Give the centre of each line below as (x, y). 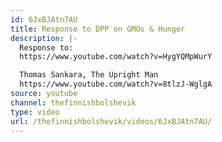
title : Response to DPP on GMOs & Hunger (98, 29)
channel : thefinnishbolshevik (73, 102)
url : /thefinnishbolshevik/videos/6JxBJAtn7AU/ (111, 121)
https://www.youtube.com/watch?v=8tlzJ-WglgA (116, 84)
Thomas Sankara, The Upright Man (89, 75)
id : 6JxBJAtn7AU (44, 19)
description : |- (44, 38)
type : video (35, 112)
